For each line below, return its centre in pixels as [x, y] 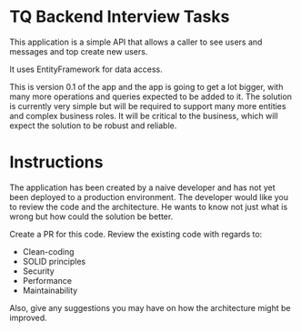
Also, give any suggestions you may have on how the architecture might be [150, 307]
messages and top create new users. [79, 51]
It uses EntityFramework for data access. [86, 69]
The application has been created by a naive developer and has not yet [142, 187]
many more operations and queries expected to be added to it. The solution [151, 96]
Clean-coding [48, 251]
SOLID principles [54, 261]
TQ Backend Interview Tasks [120, 17]
